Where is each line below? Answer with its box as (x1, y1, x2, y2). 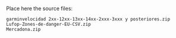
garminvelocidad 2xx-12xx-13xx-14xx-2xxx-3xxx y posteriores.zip (6, 16, 170, 22)
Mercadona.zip (6, 26, 41, 32)
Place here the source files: (6, 5, 73, 12)
